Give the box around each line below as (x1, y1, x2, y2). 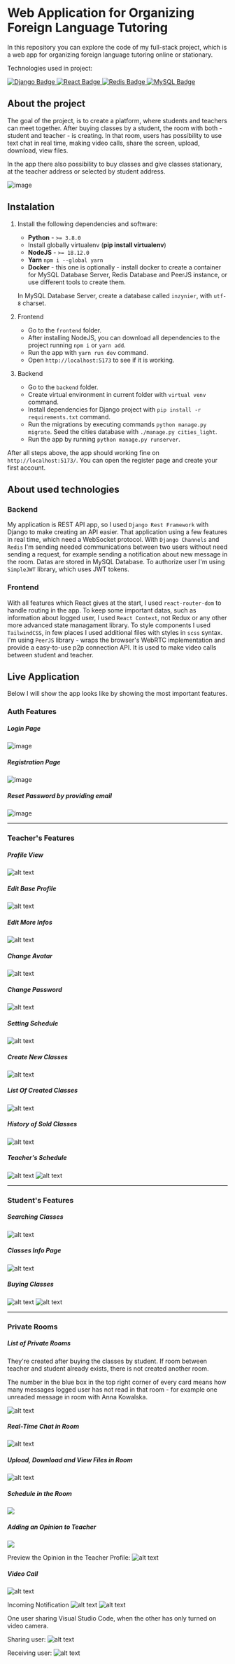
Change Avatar (7, 951, 53, 960)
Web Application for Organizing (7, 5, 194, 21)
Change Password (7, 985, 62, 993)
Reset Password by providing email (7, 791, 113, 799)
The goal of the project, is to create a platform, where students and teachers (7, 116, 227, 125)
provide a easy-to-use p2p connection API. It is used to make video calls (7, 643, 217, 652)
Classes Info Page (7, 1246, 62, 1254)
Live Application (7, 671, 80, 683)
